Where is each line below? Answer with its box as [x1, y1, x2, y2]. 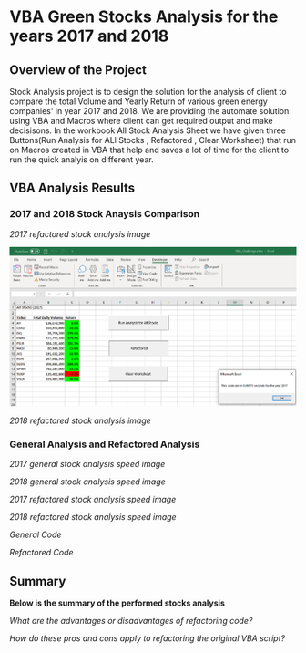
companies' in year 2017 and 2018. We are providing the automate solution [9, 106, 290, 116]
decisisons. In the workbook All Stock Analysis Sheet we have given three [9, 125, 287, 136]
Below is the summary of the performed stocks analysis [9, 597, 226, 608]
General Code [9, 529, 62, 540]
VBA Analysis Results [9, 181, 136, 196]
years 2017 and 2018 [9, 26, 169, 47]
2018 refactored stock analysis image [9, 415, 152, 426]
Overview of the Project [9, 62, 148, 78]
